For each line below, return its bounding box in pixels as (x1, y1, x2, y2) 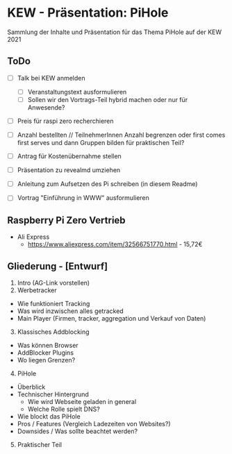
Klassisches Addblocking (17, 328, 90, 336)
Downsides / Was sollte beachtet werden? (17, 427, 138, 435)
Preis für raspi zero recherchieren (17, 117, 114, 125)
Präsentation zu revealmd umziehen (17, 166, 121, 174)
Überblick (17, 382, 46, 391)
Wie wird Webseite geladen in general (27, 397, 137, 405)
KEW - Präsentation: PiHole (7, 5, 169, 21)
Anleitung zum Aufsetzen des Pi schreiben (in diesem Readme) (17, 180, 198, 188)
